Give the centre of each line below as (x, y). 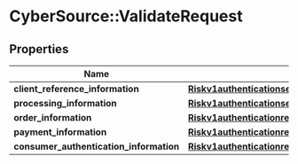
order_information (53, 117)
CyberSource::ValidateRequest (126, 16)
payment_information (60, 132)
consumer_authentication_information (97, 146)
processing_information (65, 103)
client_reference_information (76, 89)
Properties (39, 49)
